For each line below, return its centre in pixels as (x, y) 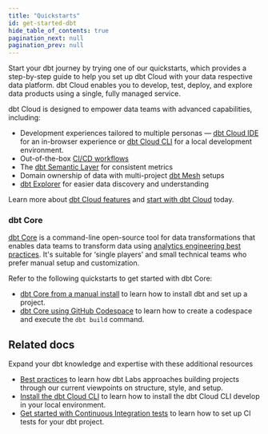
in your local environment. (63, 405)
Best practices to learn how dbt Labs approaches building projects (130, 380)
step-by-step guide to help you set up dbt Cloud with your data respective (131, 77)
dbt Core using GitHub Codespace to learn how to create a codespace (136, 311)
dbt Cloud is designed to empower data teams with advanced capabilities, (130, 109)
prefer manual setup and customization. (74, 263)
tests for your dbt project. (62, 422)
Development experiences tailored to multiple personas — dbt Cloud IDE (139, 133)
